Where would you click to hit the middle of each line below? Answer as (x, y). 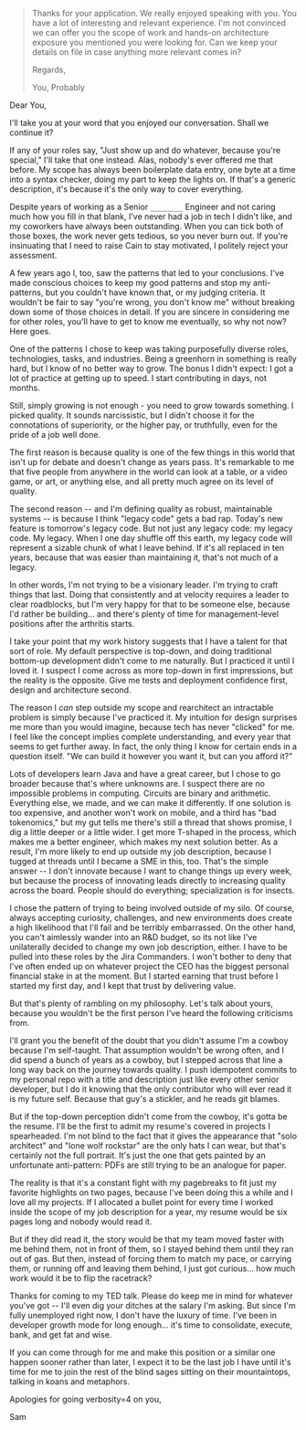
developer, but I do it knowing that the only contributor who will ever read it (151, 1089)
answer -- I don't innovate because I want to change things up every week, (151, 871)
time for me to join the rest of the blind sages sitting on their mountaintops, (150, 1372)
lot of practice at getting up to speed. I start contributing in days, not (138, 378)
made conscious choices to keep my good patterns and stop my (130, 283)
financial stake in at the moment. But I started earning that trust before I (144, 976)
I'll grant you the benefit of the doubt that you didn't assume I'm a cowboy (149, 1040)
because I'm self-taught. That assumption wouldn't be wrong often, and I (147, 1050)
